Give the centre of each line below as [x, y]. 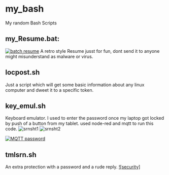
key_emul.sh [26, 106]
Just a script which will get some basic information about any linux [75, 85]
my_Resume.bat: [32, 39]
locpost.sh [23, 72]
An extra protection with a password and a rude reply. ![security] [73, 167]
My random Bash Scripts [31, 23]
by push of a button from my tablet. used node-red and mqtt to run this [79, 124]
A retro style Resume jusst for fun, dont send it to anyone [100, 51]
